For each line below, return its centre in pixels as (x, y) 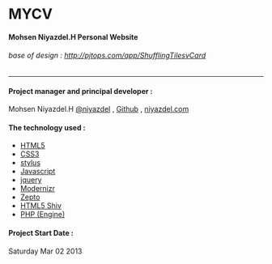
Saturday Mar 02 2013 (45, 251)
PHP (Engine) (42, 215)
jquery (31, 180)
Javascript (38, 172)
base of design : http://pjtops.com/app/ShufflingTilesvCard (107, 55)
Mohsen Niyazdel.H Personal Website (73, 36)
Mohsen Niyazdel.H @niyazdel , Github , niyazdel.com (99, 109)
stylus (30, 163)
